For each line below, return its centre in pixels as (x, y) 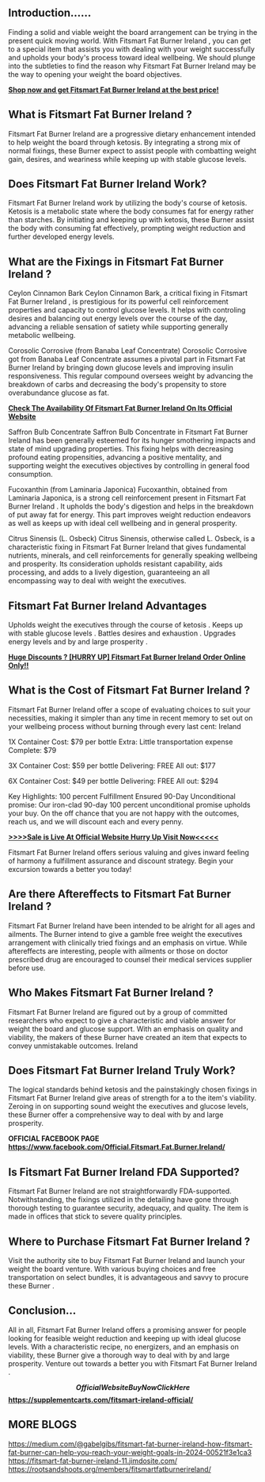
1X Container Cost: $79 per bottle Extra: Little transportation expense (121, 742)
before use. (27, 968)
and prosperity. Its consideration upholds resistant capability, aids (115, 564)
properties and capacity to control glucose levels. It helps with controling (127, 310)
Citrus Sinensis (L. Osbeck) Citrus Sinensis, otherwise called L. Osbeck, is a (132, 539)
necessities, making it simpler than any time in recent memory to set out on (131, 718)
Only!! (19, 666)
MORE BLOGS (43, 1424)
